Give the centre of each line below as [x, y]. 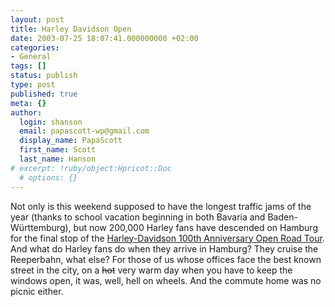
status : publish [44, 76]
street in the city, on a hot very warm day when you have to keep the [151, 270]
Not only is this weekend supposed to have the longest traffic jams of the [161, 206]
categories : [35, 47]
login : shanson [51, 122]
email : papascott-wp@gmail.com [84, 131]
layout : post [37, 19]
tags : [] [28, 66]
